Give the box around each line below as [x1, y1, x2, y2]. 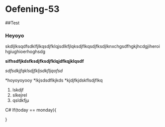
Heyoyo [5, 32, 24, 39]
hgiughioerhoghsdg [5, 48, 46, 55]
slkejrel [12, 92, 27, 98]
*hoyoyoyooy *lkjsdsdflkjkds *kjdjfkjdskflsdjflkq [5, 78, 103, 84]
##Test [5, 20, 20, 26]
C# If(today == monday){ [5, 107, 57, 113]
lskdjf [12, 87, 24, 93]
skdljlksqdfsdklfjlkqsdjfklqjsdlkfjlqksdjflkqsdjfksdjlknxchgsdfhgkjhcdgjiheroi [5, 43, 160, 49]
